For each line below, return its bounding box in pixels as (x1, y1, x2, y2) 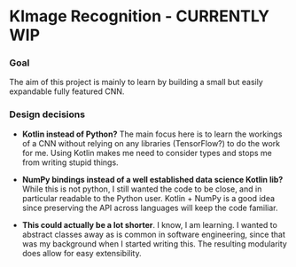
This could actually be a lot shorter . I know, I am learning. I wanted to (21, 219, 277, 230)
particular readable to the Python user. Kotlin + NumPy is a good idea (21, 192, 276, 203)
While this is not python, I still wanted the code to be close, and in (21, 184, 262, 194)
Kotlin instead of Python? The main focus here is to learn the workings (21, 129, 283, 139)
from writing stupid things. (21, 157, 119, 168)
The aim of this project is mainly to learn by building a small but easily (9, 77, 263, 88)
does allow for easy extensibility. (21, 247, 142, 258)
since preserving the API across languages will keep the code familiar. (21, 202, 278, 213)
